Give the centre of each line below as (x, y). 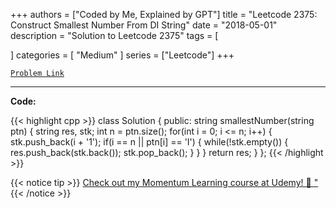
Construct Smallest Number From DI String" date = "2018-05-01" (144, 25)
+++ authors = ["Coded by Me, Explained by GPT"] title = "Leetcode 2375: (164, 14)
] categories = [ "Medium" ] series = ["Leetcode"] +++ (122, 55)
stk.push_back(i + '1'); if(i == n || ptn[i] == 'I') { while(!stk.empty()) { (149, 142)
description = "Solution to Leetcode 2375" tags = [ (114, 35)
